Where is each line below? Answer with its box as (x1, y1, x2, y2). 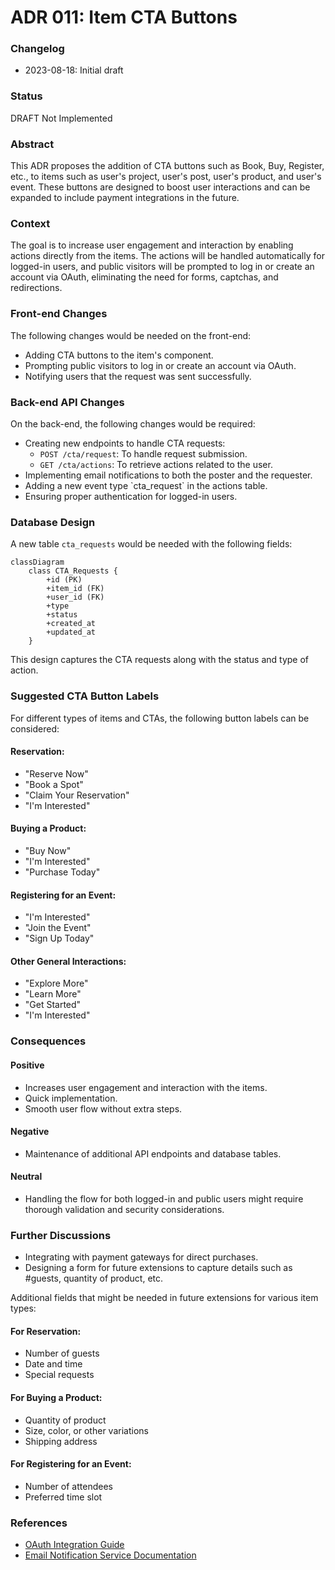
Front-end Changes (10, 307, 108, 321)
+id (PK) (46, 575, 83, 585)
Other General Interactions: (10, 955, 127, 967)
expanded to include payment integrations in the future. (10, 192, 240, 204)
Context (10, 217, 51, 230)
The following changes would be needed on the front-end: (10, 329, 252, 341)
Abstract (10, 137, 55, 151)
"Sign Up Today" (24, 932, 95, 945)
